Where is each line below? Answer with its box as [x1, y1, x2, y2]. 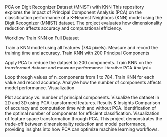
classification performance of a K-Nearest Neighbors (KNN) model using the [5, 15, 162, 20]
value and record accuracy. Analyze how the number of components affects [5, 79, 162, 85]
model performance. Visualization [5, 85, 75, 91]
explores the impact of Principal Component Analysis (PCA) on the [5, 9, 142, 15]
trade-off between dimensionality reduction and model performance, [5, 121, 147, 127]
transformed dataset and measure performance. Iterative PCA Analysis [5, 65, 151, 70]
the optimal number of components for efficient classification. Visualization [5, 110, 160, 116]
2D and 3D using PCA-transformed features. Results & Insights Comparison [5, 100, 161, 106]
